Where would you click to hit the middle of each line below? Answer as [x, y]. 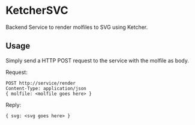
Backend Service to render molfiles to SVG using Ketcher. [77, 27]
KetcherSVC [37, 11]
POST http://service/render [41, 83]
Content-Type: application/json [46, 88]
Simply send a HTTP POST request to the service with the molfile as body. [97, 60]
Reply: [13, 105]
